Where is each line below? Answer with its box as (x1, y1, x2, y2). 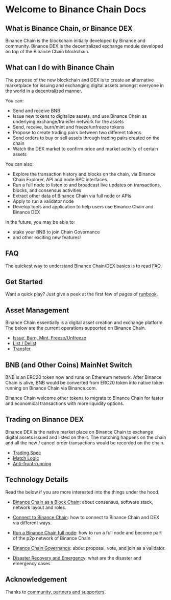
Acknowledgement (5, 575, 67, 584)
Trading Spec (12, 449, 41, 456)
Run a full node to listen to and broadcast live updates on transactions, (12, 182, 161, 188)
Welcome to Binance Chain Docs (5, 4, 146, 15)
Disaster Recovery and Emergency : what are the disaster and (12, 554, 142, 561)
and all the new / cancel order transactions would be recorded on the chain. (5, 439, 165, 446)
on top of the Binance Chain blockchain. (5, 49, 89, 54)
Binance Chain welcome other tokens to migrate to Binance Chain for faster (5, 395, 164, 401)
